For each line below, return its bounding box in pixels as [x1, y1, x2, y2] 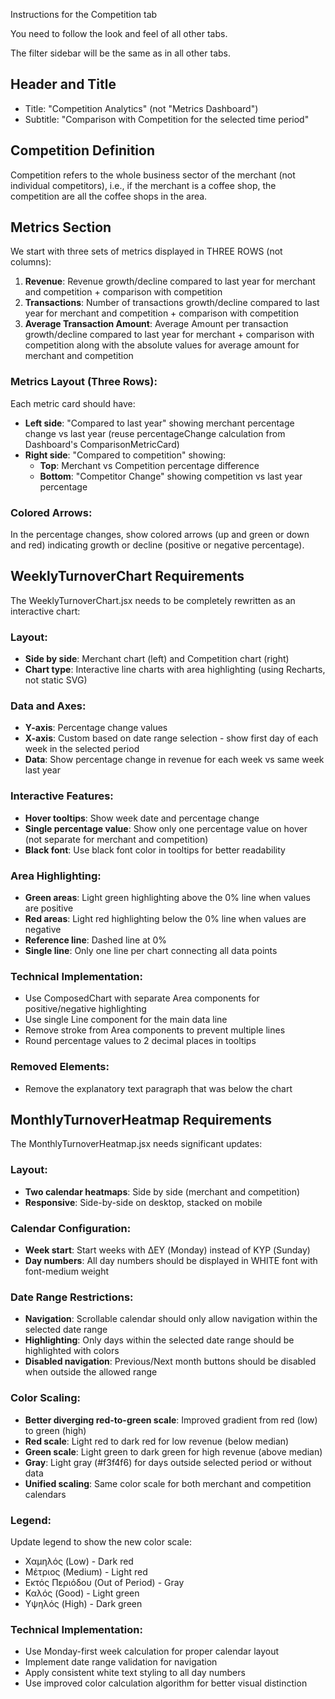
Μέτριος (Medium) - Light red [24, 1565, 148, 1578]
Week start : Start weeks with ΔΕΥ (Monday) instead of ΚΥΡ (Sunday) [24, 1244, 311, 1256]
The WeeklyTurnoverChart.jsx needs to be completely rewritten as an [10, 594, 296, 606]
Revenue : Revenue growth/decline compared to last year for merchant [24, 275, 316, 288]
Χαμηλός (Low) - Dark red [24, 1555, 134, 1567]
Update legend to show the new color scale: [10, 1535, 192, 1548]
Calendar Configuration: [10, 1221, 132, 1235]
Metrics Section [10, 219, 112, 236]
